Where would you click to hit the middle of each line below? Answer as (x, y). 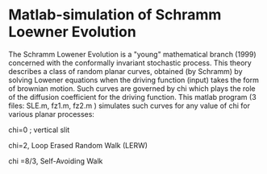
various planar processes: (52, 114)
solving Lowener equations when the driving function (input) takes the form (134, 80)
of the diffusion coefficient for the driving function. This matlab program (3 (132, 97)
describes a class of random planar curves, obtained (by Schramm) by (126, 71)
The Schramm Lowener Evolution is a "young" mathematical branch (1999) (132, 54)
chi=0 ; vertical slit (39, 130)
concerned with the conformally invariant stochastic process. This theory (130, 63)
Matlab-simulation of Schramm (115, 15)
